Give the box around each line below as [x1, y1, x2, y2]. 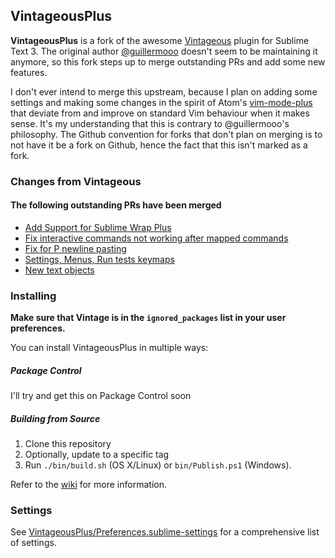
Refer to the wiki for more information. [10, 479, 167, 491]
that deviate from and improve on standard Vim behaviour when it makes [10, 107, 310, 119]
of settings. [10, 537, 57, 549]
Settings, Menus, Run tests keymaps [24, 253, 175, 265]
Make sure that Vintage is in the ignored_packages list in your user [10, 312, 287, 324]
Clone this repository [24, 438, 112, 450]
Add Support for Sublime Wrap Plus [24, 221, 172, 233]
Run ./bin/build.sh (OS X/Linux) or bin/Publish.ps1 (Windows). [24, 459, 292, 471]
